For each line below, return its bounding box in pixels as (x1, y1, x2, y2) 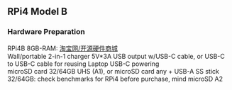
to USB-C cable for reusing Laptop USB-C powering (7, 60, 160, 68)
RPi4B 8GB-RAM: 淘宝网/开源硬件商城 (7, 44, 118, 52)
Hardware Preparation (7, 27, 85, 37)
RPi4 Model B (7, 6, 68, 18)
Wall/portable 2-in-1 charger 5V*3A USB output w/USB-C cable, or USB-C (7, 52, 226, 60)
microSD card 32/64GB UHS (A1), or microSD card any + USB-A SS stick (7, 67, 220, 75)
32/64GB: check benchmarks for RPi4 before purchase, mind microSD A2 (7, 74, 223, 83)
